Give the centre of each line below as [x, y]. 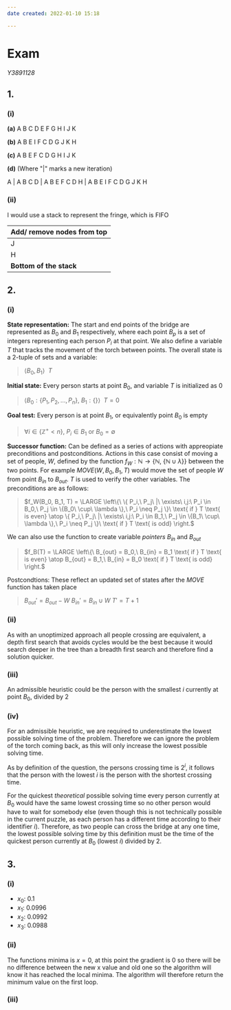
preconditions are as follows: [48, 488]
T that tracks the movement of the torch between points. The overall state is [114, 350]
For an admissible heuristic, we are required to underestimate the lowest [109, 731]
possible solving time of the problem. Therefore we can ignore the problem [113, 738]
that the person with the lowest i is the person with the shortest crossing [109, 775]
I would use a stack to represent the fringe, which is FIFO [88, 215]
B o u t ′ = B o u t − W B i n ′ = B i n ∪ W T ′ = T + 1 [81, 601]
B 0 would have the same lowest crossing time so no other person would [109, 803]
